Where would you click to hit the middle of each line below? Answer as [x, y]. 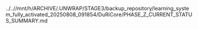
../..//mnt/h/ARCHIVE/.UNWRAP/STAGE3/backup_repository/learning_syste [97, 8]
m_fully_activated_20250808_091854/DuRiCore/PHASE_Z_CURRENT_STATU [99, 14]
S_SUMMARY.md [27, 21]
